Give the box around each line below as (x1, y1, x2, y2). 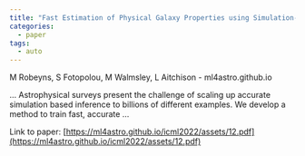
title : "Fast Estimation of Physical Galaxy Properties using (9, 13, 250, 23)
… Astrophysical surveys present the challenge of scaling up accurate (9, 90, 271, 101)
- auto (17, 47, 43, 56)
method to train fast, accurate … (9, 109, 130, 120)
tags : (9, 38, 30, 48)
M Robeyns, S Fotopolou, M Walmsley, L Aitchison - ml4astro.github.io (9, 72, 272, 83)
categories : (9, 22, 54, 31)
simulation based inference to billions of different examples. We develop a (9, 99, 286, 110)
